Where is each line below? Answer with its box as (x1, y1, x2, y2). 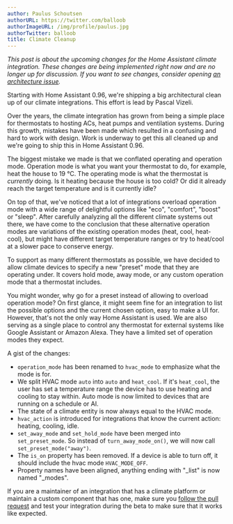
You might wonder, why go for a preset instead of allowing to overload (7, 292, 209, 300)
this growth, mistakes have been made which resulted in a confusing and (7, 127, 217, 135)
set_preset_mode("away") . (17, 444, 92, 452)
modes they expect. (7, 335, 65, 344)
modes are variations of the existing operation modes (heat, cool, (7, 228, 195, 236)
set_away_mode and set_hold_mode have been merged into (17, 429, 181, 438)
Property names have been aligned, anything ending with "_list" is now (17, 466, 220, 475)
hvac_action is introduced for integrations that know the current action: (17, 415, 221, 423)
